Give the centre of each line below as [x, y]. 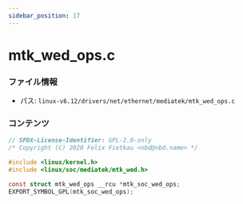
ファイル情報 [33, 82]
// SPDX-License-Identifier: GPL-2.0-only [80, 141]
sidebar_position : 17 [44, 16]
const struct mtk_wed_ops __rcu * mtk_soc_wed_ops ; [94, 184]
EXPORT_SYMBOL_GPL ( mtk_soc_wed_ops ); [71, 192]
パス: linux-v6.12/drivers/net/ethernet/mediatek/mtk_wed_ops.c [127, 101]
